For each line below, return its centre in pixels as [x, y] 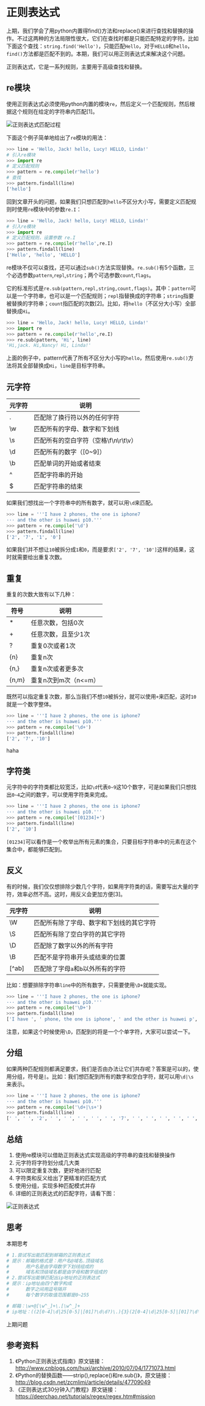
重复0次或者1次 [53, 646]
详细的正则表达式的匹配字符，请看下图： [66, 1193]
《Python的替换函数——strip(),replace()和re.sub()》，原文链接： [93, 1375]
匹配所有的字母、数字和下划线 [77, 429]
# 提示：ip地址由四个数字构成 [39, 1284]
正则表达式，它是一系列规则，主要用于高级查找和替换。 [76, 66]
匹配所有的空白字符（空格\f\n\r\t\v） [85, 441]
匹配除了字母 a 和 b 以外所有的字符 [80, 968]
